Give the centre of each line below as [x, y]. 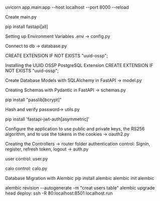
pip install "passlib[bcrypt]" [33, 100]
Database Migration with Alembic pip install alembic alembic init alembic [80, 178]
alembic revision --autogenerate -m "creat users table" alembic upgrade [80, 188]
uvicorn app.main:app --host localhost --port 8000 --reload [67, 7]
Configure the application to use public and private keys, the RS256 [75, 129]
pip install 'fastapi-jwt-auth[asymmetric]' [47, 119]
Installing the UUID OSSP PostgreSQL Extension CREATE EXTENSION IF [79, 65]
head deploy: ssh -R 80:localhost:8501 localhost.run [59, 193]
